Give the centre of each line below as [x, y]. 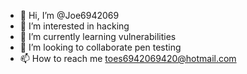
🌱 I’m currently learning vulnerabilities [98, 36]
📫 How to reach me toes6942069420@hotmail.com [128, 58]
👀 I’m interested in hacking [74, 26]
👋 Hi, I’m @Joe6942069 [69, 15]
